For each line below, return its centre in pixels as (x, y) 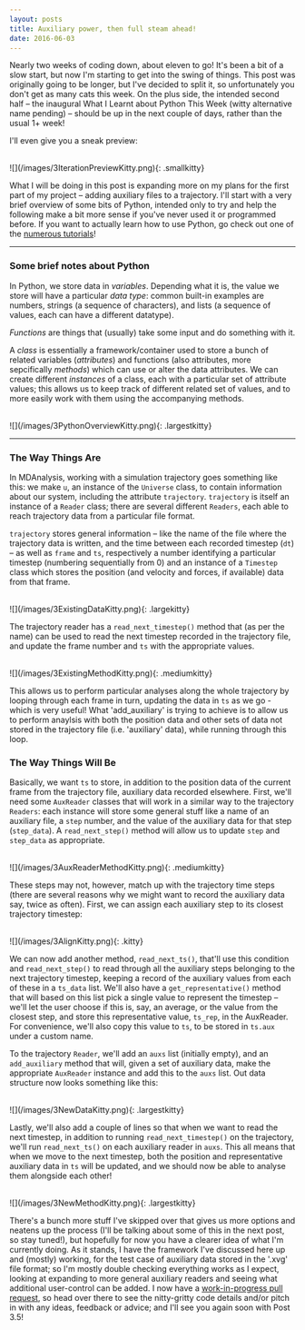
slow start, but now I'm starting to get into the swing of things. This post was (152, 75)
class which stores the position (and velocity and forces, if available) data (147, 571)
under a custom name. (51, 1037)
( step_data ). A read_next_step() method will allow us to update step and (145, 830)
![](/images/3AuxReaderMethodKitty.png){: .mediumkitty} (117, 868)
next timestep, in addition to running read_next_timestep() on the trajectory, (152, 1137)
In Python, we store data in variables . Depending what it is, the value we (144, 285)
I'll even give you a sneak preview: (74, 141)
